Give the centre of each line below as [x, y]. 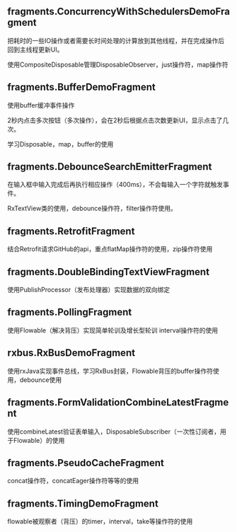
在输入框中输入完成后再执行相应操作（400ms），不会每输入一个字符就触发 [115, 185]
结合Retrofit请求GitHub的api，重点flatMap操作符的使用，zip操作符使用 [110, 249]
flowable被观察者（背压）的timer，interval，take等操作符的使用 [100, 521]
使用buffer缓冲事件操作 [41, 105]
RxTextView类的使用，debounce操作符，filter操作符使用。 [92, 209]
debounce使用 [41, 380]
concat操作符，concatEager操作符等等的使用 [73, 481]
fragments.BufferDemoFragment [81, 87]
